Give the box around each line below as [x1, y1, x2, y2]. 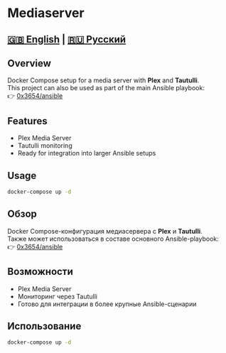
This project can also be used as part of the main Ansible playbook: [7, 84, 205, 92]
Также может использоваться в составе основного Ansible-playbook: [7, 234, 219, 243]
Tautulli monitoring [17, 141, 72, 150]
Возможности [7, 266, 73, 278]
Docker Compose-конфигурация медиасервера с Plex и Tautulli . [7, 227, 203, 235]
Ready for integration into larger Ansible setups [17, 149, 156, 158]
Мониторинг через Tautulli [17, 292, 98, 300]
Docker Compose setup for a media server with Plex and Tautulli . [7, 76, 200, 85]
